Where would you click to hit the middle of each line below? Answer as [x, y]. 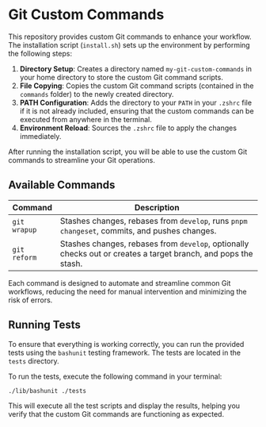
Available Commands [62, 185]
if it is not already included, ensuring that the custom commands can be [137, 111]
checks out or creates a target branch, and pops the [156, 253]
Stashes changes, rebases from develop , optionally [154, 244]
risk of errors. [30, 300]
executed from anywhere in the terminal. [86, 119]
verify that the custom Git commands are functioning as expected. [116, 414]
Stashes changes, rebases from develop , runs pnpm [154, 221]
